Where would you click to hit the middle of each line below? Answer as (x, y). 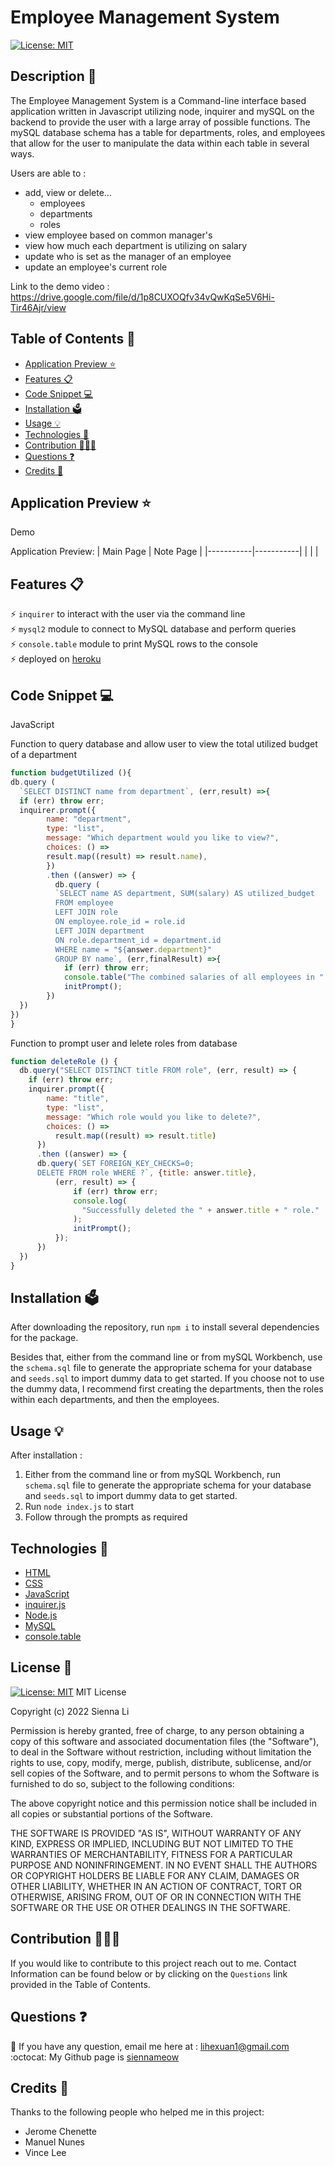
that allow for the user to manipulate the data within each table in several (160, 143)
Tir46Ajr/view (38, 307)
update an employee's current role (96, 267)
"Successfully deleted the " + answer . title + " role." (200, 1210)
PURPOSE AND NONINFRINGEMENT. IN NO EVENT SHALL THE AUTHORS (164, 1865)
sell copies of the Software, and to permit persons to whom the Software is (165, 1773)
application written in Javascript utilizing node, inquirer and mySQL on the (162, 111)
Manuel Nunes (54, 2142)
